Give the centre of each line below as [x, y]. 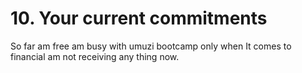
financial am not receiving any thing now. [95, 56]
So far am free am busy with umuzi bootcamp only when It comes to [151, 46]
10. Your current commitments [139, 18]
